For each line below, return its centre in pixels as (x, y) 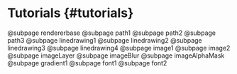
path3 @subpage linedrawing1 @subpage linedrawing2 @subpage (105, 40)
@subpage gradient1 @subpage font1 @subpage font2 (87, 63)
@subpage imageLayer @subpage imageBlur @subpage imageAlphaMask (116, 55)
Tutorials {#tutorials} (71, 13)
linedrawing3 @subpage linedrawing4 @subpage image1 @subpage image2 (119, 48)
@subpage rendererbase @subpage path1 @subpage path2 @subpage (112, 33)
